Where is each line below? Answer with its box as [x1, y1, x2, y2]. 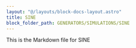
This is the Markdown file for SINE [6, 37, 90, 44]
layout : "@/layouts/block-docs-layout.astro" [6, 8, 122, 15]
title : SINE [6, 14, 36, 20]
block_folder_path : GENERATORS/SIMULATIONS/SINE [6, 20, 130, 26]
